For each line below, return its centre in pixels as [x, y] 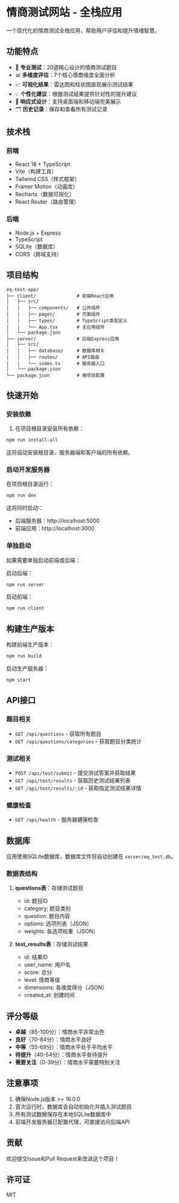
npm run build [24, 656]
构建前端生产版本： [30, 645]
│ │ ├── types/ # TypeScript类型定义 [67, 320]
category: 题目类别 [47, 908]
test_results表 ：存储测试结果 [52, 944]
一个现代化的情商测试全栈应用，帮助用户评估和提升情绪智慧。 [83, 30]
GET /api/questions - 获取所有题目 [58, 733]
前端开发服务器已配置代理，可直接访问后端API [72, 1122]
